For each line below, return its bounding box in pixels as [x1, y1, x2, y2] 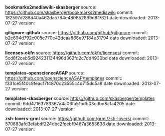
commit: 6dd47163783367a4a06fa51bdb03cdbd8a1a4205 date [5, 101, 135, 106]
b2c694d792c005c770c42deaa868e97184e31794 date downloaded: [5, 35, 147, 41]
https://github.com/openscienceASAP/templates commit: [5, 75, 123, 81]
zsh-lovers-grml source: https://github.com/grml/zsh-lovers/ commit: [5, 116, 150, 121]
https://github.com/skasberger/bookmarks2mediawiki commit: [5, 9, 134, 15]
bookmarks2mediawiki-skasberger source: [5, 4, 97, 10]
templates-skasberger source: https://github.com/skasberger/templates [5, 95, 155, 101]
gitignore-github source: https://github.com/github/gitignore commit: [5, 30, 149, 35]
